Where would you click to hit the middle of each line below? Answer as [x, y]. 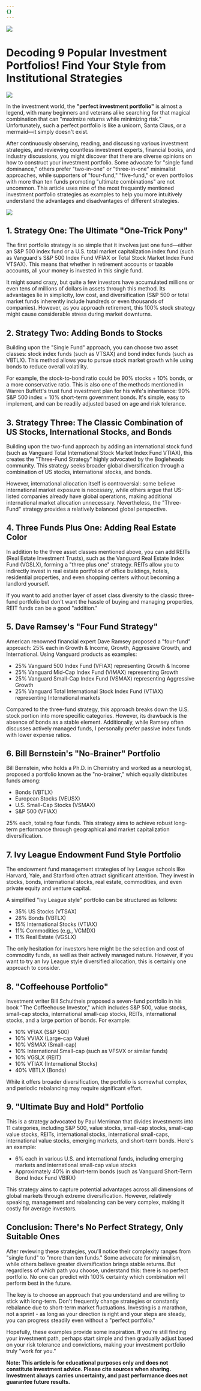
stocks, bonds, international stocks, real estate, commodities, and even [94, 882]
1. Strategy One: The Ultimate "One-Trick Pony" [97, 231]
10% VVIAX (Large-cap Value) [52, 1038]
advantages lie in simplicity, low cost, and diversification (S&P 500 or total [97, 295]
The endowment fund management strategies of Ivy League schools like [96, 869]
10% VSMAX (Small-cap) [46, 1045]
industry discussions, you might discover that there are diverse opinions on [99, 156]
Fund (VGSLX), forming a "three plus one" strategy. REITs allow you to [93, 564]
